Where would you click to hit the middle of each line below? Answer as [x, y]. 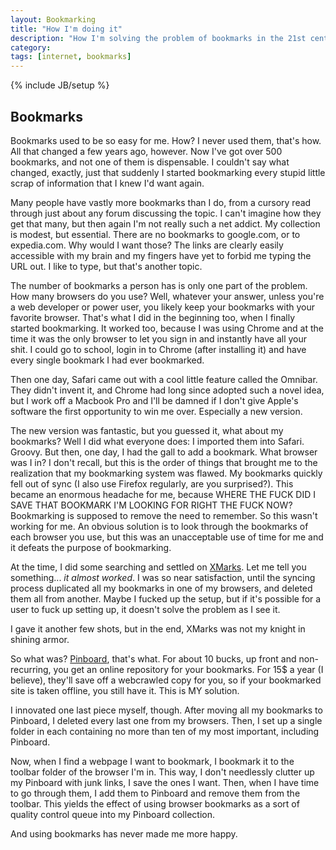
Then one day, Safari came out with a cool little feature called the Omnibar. [164, 379]
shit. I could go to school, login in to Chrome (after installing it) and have [158, 349]
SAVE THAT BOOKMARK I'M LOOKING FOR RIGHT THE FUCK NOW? [151, 505]
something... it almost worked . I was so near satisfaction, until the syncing [163, 577]
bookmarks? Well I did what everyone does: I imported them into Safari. [157, 441]
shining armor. [40, 639]
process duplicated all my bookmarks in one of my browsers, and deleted [161, 588]
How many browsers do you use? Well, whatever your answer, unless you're [167, 296]
